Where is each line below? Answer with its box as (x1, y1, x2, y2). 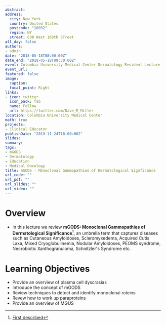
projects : (5, 122, 26, 127)
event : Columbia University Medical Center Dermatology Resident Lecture (5, 62, 161, 67)
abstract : (5, 7, 26, 12)
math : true (5, 117, 28, 122)
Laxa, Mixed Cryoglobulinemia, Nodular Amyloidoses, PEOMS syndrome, (12, 241, 161, 246)
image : (5, 76, 19, 81)
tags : (5, 145, 16, 150)
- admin (5, 48, 21, 53)
